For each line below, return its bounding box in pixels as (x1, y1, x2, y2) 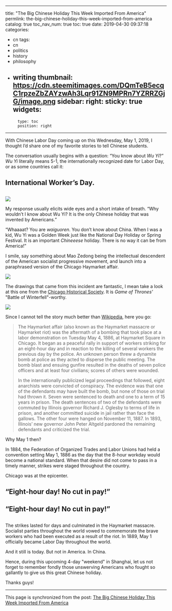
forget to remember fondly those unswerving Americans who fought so (5, 564, 156, 570)
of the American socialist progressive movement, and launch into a (5, 258, 146, 264)
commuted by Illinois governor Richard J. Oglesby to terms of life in (17, 404, 160, 411)
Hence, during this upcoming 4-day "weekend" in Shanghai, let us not (5, 558, 154, 565)
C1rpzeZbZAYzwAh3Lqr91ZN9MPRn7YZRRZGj (12, 89, 165, 98)
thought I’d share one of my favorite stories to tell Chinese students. (5, 142, 148, 149)
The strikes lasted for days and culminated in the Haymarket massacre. (5, 522, 155, 528)
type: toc (17, 119, 38, 124)
